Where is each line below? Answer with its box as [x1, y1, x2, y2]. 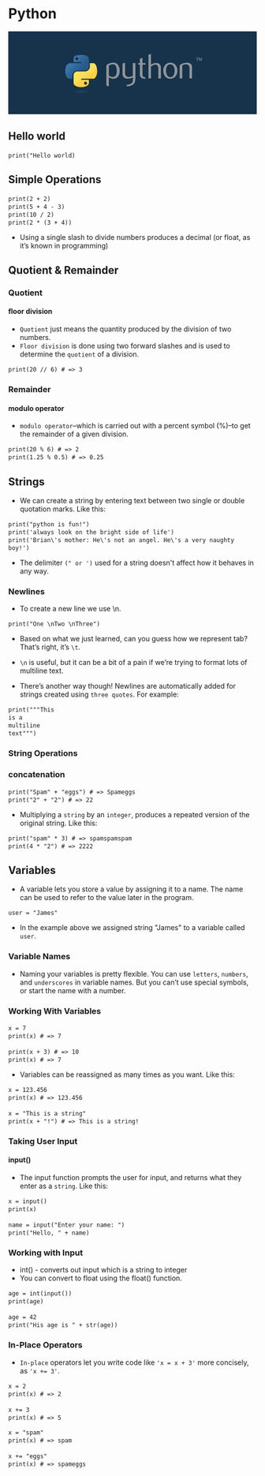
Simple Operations [8, 173, 102, 186]
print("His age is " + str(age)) [8, 1321, 118, 1329]
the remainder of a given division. [19, 429, 129, 439]
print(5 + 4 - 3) [8, 203, 65, 211]
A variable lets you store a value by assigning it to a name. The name [19, 884, 244, 894]
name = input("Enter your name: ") [8, 1221, 125, 1229]
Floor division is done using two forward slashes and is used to [19, 341, 230, 351]
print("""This [8, 706, 55, 714]
